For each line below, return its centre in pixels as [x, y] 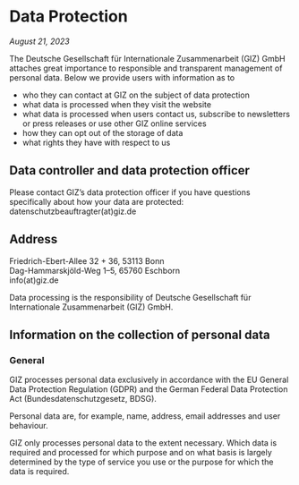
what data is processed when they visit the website [117, 104]
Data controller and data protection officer [130, 170]
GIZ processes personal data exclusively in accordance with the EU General [149, 380]
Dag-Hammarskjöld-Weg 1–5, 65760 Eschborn [95, 270]
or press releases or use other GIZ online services [115, 123]
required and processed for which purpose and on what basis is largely [141, 453]
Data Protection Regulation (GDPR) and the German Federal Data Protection [149, 389]
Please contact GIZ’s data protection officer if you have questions [130, 192]
